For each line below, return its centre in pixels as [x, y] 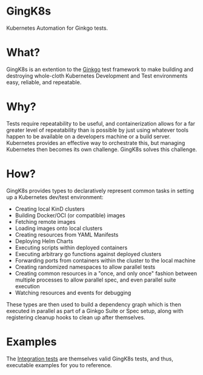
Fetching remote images [45, 221]
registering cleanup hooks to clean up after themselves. [76, 317]
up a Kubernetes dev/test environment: [55, 197]
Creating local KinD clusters [50, 209]
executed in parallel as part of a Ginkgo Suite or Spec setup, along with [95, 311]
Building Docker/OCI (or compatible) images [70, 215]
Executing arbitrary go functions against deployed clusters [88, 254]
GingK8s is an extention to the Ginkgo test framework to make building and [100, 69]
